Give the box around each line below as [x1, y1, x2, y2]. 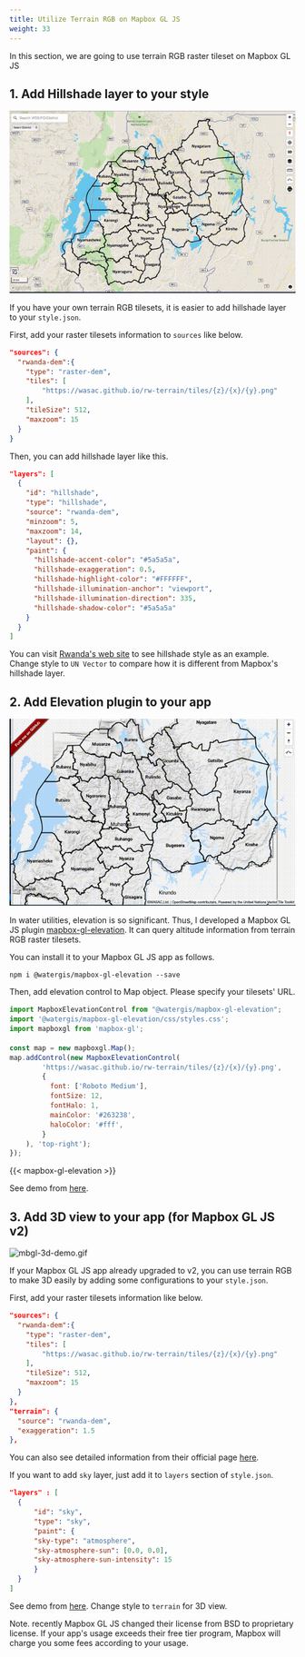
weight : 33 [9, 24, 51, 34]
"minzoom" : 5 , [25, 517, 79, 526]
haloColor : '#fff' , [49, 1120, 124, 1129]
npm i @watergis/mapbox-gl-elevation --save [9, 970, 181, 980]
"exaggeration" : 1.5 [17, 1426, 95, 1435]
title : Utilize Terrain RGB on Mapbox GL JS [9, 15, 181, 24]
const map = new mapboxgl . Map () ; [9, 1043, 136, 1053]
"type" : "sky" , [33, 1517, 92, 1526]
